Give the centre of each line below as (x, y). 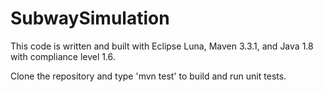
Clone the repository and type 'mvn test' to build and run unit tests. (148, 76)
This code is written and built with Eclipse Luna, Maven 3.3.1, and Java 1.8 (162, 46)
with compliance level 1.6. (63, 56)
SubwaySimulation (90, 18)
